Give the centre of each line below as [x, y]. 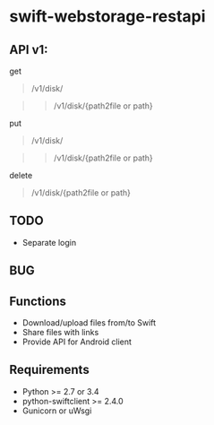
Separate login [49, 242]
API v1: [29, 50]
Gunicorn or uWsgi [57, 411]
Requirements [49, 370]
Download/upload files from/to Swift [89, 323]
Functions [38, 301]
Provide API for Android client [77, 342]
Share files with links [60, 333]
